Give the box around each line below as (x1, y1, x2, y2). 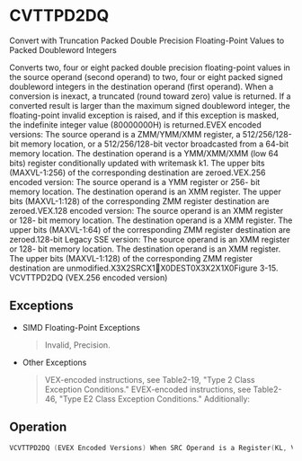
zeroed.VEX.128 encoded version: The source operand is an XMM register (9, 205, 284, 216)
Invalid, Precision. (44, 339, 111, 350)
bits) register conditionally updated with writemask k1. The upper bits (9, 157, 265, 168)
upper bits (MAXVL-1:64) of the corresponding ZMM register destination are (9, 224, 291, 235)
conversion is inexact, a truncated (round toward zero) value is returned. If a (9, 91, 291, 102)
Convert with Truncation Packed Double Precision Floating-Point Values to (9, 35, 285, 46)
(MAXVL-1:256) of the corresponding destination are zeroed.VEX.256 (9, 167, 266, 178)
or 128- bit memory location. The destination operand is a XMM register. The (9, 215, 293, 226)
